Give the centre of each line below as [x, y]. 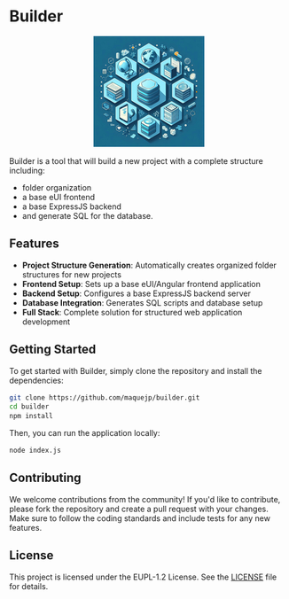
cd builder [29, 407]
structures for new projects [72, 274]
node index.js [35, 451]
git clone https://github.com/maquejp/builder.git [105, 397]
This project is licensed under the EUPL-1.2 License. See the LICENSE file [143, 577]
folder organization [57, 187]
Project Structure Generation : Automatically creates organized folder [149, 265]
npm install [31, 416]
